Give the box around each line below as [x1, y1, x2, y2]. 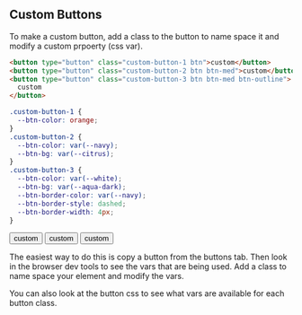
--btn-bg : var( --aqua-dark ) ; [17, 183, 127, 192]
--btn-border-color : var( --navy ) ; [17, 190, 147, 200]
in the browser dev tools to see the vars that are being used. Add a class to [9, 261, 288, 272]
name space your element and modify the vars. [9, 271, 184, 282]
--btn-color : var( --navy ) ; [17, 141, 119, 150]
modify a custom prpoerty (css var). [9, 40, 144, 51]
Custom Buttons [9, 7, 102, 22]
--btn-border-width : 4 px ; [17, 207, 115, 216]
